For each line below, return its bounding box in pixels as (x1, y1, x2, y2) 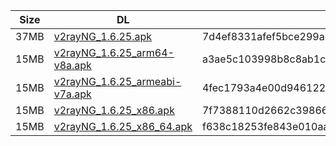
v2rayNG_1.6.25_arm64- (53, 46, 175, 59)
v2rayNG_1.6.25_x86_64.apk (53, 120, 193, 133)
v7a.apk (53, 87, 92, 101)
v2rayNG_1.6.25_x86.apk (53, 104, 175, 117)
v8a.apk (53, 59, 92, 72)
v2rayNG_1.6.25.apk (53, 30, 153, 43)
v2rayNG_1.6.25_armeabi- (53, 75, 182, 88)
